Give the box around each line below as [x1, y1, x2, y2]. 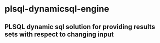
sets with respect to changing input [4, 30, 114, 38]
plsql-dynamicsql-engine [4, 3, 110, 14]
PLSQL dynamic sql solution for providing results [4, 23, 156, 31]
